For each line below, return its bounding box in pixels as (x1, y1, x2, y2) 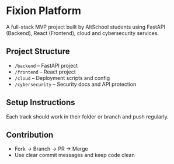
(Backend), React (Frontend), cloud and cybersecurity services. (6, 29, 159, 36)
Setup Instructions (6, 97, 75, 107)
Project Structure (6, 47, 70, 57)
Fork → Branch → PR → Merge (14, 145, 89, 152)
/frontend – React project (14, 68, 76, 75)
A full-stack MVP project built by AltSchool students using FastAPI (6, 23, 165, 30)
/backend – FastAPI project (14, 62, 78, 69)
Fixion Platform (6, 4, 82, 18)
